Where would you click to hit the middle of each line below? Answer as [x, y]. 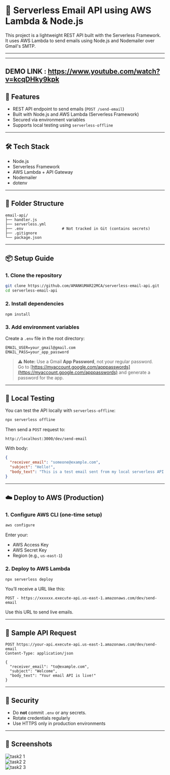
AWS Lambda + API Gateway [43, 172]
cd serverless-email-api [31, 291]
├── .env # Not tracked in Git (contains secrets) [78, 229]
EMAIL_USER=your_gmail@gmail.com [40, 347]
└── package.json [24, 237]
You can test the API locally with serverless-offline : [60, 410]
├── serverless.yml [26, 224]
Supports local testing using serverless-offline [63, 125]
